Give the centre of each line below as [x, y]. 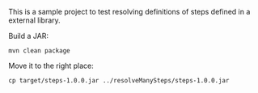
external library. [34, 20]
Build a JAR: [28, 36]
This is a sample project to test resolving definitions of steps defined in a [129, 12]
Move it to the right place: [51, 66]
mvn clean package [39, 51]
